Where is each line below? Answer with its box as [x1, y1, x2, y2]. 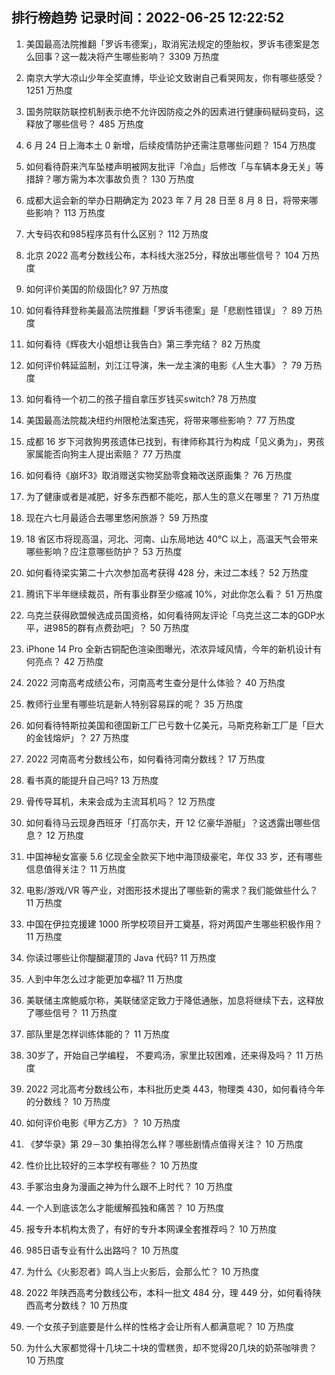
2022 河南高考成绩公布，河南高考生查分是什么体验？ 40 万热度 [25, 676, 286, 688]
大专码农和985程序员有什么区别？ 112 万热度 [25, 228, 209, 240]
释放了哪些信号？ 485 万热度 [25, 118, 144, 130]
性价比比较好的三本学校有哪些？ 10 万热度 [25, 1159, 199, 1171]
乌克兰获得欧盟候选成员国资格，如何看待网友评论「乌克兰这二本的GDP [25, 609, 317, 621]
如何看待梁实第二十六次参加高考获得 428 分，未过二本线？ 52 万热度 [25, 566, 309, 578]
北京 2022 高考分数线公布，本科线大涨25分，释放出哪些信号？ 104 [25, 249, 300, 261]
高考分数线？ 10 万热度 [34, 1299, 129, 1311]
